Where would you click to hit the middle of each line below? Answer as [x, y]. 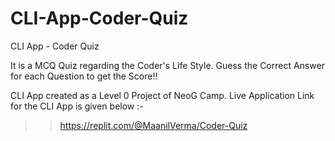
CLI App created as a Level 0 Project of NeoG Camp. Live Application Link [162, 95]
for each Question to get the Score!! [84, 76]
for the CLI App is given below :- [77, 106]
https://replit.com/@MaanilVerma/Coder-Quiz [153, 125]
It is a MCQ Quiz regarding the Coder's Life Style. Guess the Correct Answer [167, 65]
